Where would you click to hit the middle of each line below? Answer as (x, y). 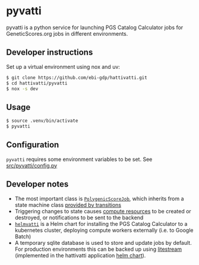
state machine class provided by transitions (68, 205)
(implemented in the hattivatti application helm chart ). (80, 255)
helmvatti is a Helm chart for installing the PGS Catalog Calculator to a (101, 223)
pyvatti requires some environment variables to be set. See (79, 159)
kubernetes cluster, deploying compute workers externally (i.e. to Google (104, 230)
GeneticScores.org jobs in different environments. (67, 33)
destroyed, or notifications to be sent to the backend (79, 217)
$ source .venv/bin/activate (42, 121)
